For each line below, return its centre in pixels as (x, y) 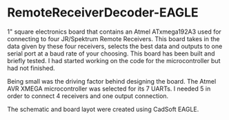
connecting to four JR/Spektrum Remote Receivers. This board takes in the (113, 38)
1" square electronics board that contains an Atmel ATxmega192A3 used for (114, 32)
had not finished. (31, 68)
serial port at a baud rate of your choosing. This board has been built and (111, 53)
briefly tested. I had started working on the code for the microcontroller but (114, 60)
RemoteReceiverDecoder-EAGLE (103, 13)
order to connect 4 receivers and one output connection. (88, 96)
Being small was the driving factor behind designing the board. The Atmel (112, 81)
